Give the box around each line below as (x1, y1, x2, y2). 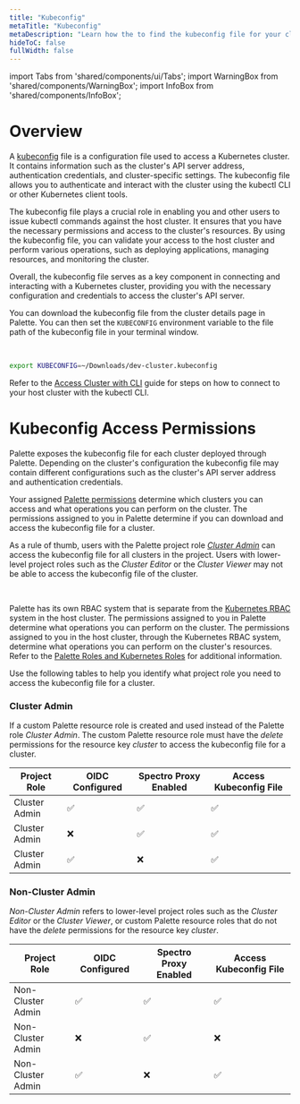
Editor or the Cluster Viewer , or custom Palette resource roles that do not (9, 915, 278, 927)
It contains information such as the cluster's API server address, (9, 160, 246, 171)
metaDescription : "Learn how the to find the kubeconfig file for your (9, 30, 281, 39)
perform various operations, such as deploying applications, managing (9, 244, 270, 255)
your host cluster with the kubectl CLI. (9, 387, 150, 398)
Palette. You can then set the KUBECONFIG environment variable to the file (9, 317, 274, 328)
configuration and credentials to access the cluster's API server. (9, 290, 246, 301)
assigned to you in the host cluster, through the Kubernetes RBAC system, (9, 631, 281, 642)
